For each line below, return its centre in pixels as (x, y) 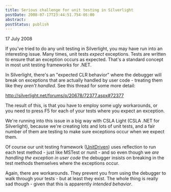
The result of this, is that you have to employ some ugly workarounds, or (81, 106)
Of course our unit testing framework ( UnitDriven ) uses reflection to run (81, 147)
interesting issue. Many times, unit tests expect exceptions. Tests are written (86, 54)
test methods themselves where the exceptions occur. (62, 163)
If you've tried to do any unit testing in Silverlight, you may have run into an (84, 49)
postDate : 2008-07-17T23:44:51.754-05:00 (50, 15)
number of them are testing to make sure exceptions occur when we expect (85, 132)
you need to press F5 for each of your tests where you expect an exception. (85, 111)
